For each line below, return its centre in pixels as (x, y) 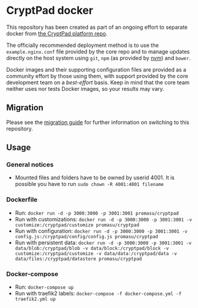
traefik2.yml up (35, 299)
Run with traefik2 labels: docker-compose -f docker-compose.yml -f (98, 294)
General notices (30, 165)
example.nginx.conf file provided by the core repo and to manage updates (98, 51)
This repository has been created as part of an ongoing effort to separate (97, 27)
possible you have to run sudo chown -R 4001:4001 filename (89, 184)
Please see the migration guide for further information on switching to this (98, 122)
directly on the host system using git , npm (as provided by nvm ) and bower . (98, 58)
